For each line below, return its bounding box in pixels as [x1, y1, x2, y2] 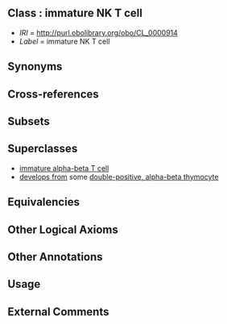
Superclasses [7, 142, 78, 156]
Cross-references [7, 87, 100, 101]
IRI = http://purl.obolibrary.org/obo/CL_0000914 [19, 27, 179, 37]
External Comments [7, 305, 109, 318]
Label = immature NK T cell [19, 36, 110, 46]
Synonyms [7, 60, 63, 73]
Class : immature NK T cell [7, 6, 142, 20]
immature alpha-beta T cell [19, 163, 109, 172]
